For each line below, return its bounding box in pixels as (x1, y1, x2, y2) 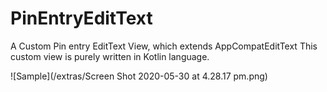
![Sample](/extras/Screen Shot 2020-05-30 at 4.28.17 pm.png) (10, 70, 268, 82)
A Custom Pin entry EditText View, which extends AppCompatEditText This (10, 40, 318, 52)
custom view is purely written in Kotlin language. (10, 50, 210, 62)
